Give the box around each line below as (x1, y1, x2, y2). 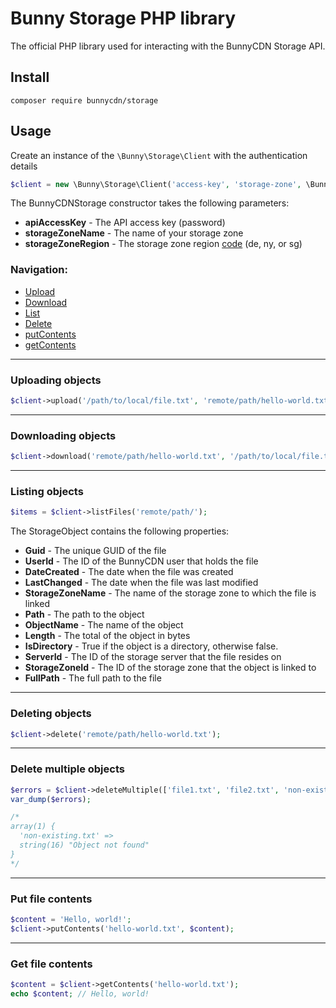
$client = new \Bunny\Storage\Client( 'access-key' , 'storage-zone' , (10, 179, 302, 189)
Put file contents (10, 892, 93, 906)
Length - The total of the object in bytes (24, 630, 191, 642)
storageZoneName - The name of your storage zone (24, 227, 244, 239)
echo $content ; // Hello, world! (10, 988, 150, 999)
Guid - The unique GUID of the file (24, 545, 167, 557)
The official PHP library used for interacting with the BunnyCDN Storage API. (10, 40, 326, 52)
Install (10, 69, 50, 86)
